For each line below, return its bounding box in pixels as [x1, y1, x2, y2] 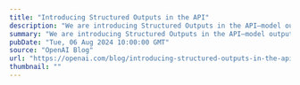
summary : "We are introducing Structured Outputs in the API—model [9, 29, 266, 38]
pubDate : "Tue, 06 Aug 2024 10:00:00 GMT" [9, 37, 170, 47]
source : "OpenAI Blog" [9, 46, 94, 55]
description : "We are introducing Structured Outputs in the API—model [9, 21, 281, 30]
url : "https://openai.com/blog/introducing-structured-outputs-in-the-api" [9, 54, 297, 63]
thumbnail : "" [9, 63, 62, 72]
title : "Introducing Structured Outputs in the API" [9, 12, 210, 22]
